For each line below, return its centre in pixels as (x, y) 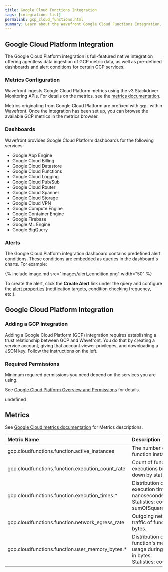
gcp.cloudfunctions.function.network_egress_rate (66, 522)
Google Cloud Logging (35, 176)
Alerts (13, 242)
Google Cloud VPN (32, 203)
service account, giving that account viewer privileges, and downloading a (82, 345)
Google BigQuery (30, 229)
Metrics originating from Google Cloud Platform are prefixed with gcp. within (84, 106)
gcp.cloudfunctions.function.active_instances (61, 451)
